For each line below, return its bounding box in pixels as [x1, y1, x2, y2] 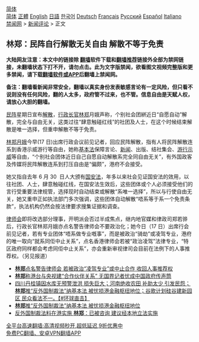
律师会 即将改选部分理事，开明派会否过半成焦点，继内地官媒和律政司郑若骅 [6, 215, 188, 222]
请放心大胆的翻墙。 [6, 98, 53, 105]
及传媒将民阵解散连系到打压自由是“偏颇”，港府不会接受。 [6, 160, 146, 167]
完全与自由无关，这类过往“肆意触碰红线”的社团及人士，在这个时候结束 [16, 118, 188, 125]
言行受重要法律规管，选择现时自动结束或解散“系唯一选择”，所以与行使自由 [6, 188, 188, 195]
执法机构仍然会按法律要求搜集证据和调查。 [18, 203, 123, 210]
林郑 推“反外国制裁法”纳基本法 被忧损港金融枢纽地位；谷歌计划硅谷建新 [14, 287, 188, 294]
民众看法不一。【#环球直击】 [21, 295, 90, 302]
